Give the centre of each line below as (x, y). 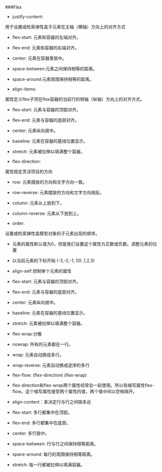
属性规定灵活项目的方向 (29, 171)
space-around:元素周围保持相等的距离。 (53, 79)
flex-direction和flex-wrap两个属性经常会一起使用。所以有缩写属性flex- (83, 385)
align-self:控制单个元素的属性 (42, 271)
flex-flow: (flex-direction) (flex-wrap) (49, 375)
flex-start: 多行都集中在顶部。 (42, 412)
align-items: (24, 89)
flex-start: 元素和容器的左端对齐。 (46, 37)
